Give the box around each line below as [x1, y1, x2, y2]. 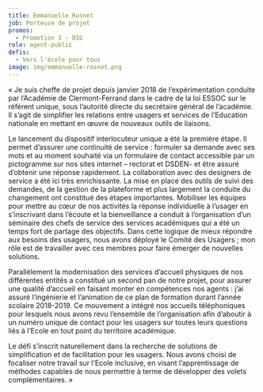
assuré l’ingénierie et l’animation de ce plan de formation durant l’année [8, 292, 242, 302]
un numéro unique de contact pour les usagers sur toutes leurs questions [8, 318, 248, 327]
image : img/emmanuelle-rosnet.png [8, 63, 123, 71]
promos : [8, 26, 34, 34]
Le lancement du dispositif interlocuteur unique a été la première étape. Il [8, 134, 247, 143]
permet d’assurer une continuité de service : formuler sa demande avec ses [8, 142, 255, 151]
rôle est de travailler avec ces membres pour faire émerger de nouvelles [8, 243, 244, 253]
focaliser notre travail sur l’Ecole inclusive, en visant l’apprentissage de [8, 358, 239, 367]
